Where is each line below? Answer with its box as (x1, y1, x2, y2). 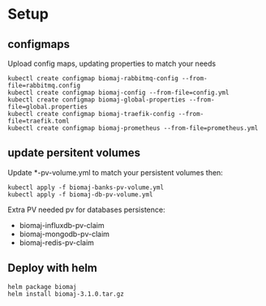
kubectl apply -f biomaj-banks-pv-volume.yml (7, 183, 164, 192)
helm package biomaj (7, 282, 78, 291)
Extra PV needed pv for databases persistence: (7, 205, 165, 214)
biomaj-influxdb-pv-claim (19, 220, 105, 230)
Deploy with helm (7, 261, 98, 275)
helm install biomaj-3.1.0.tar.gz (7, 290, 125, 298)
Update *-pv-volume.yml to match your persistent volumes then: (7, 167, 224, 177)
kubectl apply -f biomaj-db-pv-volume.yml (7, 190, 153, 199)
